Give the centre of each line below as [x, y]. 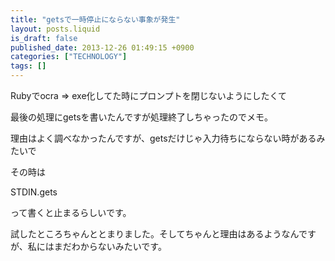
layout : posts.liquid [55, 29]
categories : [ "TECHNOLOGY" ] [69, 57]
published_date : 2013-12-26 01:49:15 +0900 [102, 47]
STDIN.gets [34, 192]
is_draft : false [44, 38]
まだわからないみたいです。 [110, 246]
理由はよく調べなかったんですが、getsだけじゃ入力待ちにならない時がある [163, 138]
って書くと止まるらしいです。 [71, 212]
